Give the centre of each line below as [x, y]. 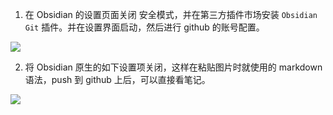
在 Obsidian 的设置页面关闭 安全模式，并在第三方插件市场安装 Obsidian [171, 14]
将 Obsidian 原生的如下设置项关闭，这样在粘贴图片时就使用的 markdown [173, 67]
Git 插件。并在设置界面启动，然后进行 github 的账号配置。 [144, 27]
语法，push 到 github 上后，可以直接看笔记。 [117, 79]
